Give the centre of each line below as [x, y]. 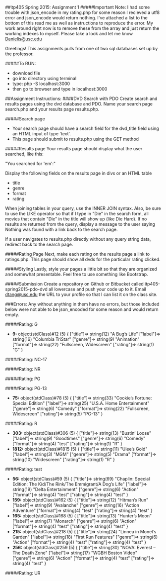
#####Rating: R [21, 423]
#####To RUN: [21, 63]
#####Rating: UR [23, 573]
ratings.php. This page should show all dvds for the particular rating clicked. [83, 259]
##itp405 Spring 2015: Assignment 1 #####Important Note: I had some [78, 7]
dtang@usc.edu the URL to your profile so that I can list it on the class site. [81, 294]
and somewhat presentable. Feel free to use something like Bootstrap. [77, 274]
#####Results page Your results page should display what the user [74, 148]
